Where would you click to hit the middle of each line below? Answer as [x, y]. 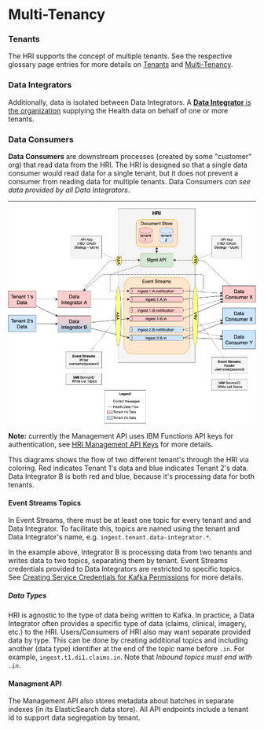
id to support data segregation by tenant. [74, 717]
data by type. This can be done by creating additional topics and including [128, 640]
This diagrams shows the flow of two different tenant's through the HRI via [128, 459]
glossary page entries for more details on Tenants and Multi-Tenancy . [121, 65]
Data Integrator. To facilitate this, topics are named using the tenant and [124, 528]
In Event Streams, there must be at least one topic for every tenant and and [130, 521]
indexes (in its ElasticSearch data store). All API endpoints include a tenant [128, 710]
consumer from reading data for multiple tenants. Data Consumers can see [130, 182]
